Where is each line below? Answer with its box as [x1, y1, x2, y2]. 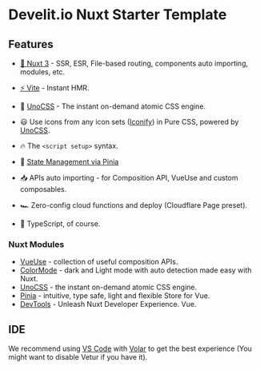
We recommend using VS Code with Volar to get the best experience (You [8, 344, 252, 353]
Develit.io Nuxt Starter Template [8, 6, 227, 24]
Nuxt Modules [8, 238, 65, 249]
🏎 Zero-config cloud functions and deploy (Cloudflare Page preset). [19, 201, 248, 209]
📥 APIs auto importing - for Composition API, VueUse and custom [19, 173, 238, 182]
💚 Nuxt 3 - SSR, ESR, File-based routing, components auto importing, [19, 58, 249, 68]
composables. [19, 185, 67, 193]
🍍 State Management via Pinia [19, 157, 119, 166]
